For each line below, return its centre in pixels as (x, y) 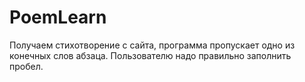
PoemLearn (58, 17)
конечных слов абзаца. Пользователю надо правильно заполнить (150, 55)
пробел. (26, 66)
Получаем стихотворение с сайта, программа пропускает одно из (152, 45)
